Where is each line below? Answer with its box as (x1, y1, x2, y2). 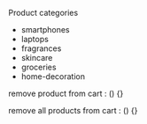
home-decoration (20, 71, 86, 82)
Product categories (8, 8, 79, 18)
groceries (20, 62, 57, 72)
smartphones (20, 25, 70, 34)
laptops (20, 34, 50, 44)
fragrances (20, 43, 62, 54)
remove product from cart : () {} (8, 88, 124, 98)
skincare (20, 53, 53, 62)
